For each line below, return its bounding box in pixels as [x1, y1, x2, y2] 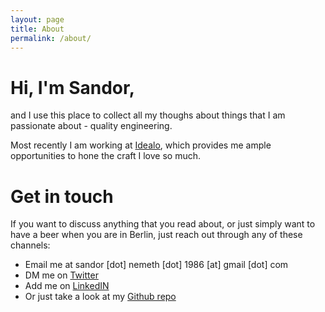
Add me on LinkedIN [24, 280, 110, 292]
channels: [10, 239, 51, 251]
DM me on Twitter [24, 269, 99, 281]
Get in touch [10, 185, 114, 208]
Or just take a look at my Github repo [24, 291, 177, 303]
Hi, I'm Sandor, [10, 76, 136, 99]
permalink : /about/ [10, 33, 92, 43]
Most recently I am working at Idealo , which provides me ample [10, 139, 272, 151]
